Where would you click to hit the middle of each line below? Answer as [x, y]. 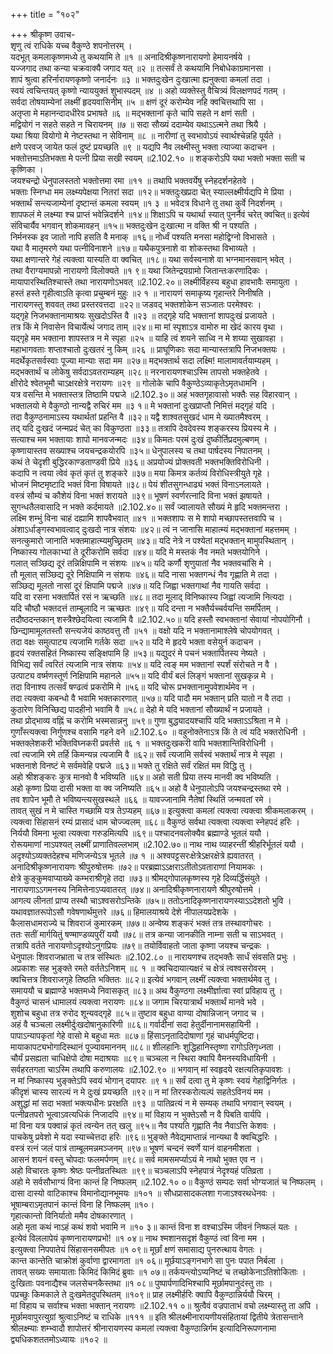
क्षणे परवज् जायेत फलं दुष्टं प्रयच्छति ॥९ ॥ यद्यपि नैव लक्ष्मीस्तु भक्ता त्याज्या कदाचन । [143, 147]
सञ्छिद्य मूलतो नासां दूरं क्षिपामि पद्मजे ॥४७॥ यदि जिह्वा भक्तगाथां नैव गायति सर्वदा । [140, 585]
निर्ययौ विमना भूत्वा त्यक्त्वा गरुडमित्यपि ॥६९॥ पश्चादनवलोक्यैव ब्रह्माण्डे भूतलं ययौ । [140, 833]
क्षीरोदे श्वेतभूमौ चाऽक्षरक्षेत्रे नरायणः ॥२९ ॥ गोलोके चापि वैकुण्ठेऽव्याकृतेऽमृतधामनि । [138, 383]
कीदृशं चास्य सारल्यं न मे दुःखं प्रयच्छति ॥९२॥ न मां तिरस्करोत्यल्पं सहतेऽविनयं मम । [141, 1092]
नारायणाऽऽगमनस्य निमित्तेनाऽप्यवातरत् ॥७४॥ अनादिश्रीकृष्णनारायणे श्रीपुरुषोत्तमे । [136, 889]
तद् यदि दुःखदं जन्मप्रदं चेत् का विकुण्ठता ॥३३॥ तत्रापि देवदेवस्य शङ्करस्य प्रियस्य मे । [144, 428]
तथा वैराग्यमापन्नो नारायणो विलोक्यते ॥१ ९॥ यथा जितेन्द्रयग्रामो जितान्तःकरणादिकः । [139, 270]
